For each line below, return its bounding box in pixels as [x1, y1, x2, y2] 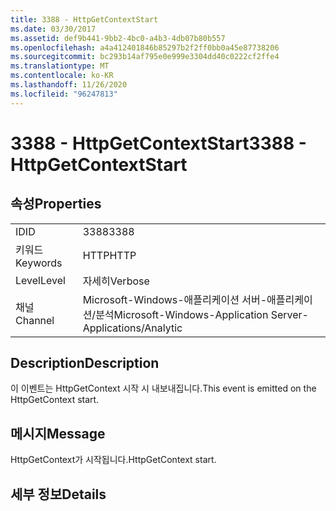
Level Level [15, 273, 66, 287]
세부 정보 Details [10, 486, 107, 503]
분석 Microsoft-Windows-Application [95, 307, 269, 321]
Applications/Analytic [82, 321, 183, 335]
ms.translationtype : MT [10, 61, 110, 71]
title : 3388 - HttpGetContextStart [10, 14, 159, 25]
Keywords [15, 256, 63, 270]
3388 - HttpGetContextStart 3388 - [10, 132, 307, 155]
